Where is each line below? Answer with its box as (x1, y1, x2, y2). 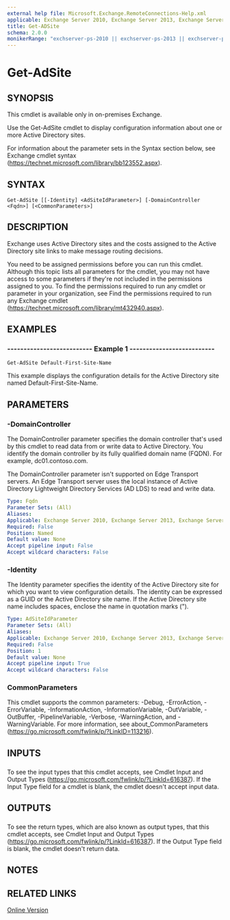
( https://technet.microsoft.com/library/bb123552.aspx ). (7, 159, 162, 167)
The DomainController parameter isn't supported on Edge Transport (7, 470, 199, 478)
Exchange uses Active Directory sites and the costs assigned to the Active (7, 239, 217, 247)
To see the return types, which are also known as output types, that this (7, 823, 210, 831)
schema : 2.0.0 (7, 29, 48, 36)
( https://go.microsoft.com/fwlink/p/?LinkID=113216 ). (7, 728, 154, 736)
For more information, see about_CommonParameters (57, 720, 209, 728)
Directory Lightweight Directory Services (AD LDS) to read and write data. (7, 484, 216, 493)
